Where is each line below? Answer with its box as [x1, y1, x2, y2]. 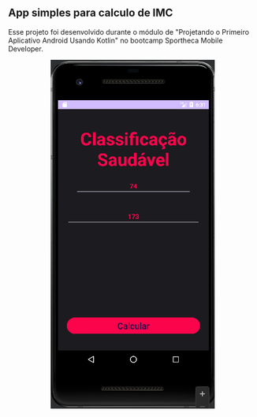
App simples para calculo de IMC [8, 6, 173, 20]
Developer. [8, 43, 43, 54]
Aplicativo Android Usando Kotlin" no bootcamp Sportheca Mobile [8, 35, 223, 45]
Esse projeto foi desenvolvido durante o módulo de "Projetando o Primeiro [8, 27, 250, 36]
